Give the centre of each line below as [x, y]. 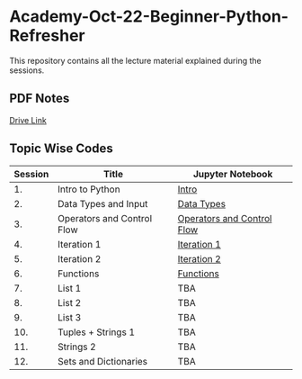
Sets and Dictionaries [103, 361]
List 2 [70, 302]
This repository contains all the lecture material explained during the [136, 60]
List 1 [70, 288]
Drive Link [28, 120]
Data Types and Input [103, 203]
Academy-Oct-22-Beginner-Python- [149, 17]
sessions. [27, 70]
